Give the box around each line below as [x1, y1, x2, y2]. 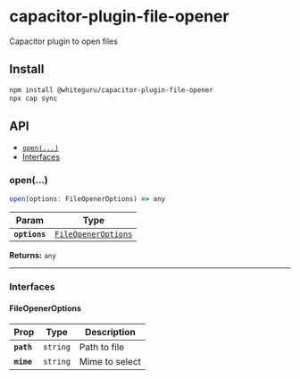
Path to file [79, 341, 125, 353]
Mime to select [79, 355, 141, 367]
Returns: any [9, 250, 56, 261]
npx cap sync [9, 94, 58, 103]
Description [84, 325, 136, 338]
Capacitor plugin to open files [9, 36, 119, 46]
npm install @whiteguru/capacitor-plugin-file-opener [9, 85, 214, 95]
